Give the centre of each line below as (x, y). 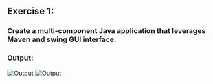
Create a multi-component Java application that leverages (106, 31)
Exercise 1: (31, 11)
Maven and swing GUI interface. (62, 39)
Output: (20, 58)
